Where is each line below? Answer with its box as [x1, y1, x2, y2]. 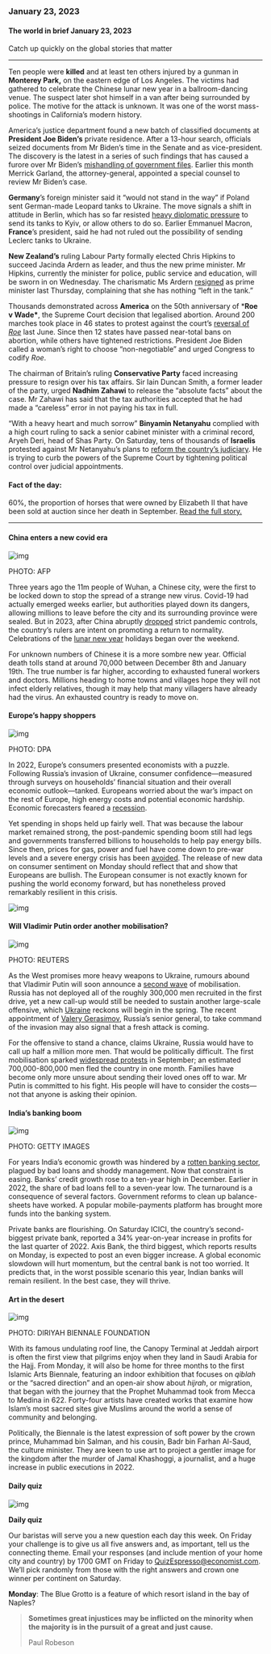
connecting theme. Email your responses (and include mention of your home [8, 1547, 263, 1557]
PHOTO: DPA [8, 744, 52, 753]
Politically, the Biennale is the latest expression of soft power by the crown [8, 1428, 256, 1438]
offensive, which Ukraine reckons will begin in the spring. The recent [8, 1005, 236, 1015]
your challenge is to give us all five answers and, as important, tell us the [8, 1538, 250, 1549]
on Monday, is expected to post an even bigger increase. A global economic [8, 1251, 261, 1260]
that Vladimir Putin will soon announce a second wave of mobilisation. [8, 979, 240, 989]
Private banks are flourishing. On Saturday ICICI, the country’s [8, 1225, 215, 1234]
